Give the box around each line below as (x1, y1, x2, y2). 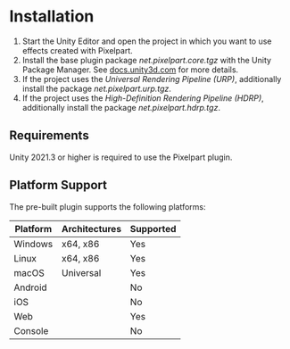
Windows (13, 237, 54, 250)
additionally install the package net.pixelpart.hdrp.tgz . (21, 102, 221, 112)
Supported (129, 222, 177, 235)
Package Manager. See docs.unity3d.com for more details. (21, 64, 239, 75)
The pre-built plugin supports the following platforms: (9, 201, 206, 212)
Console (13, 324, 49, 337)
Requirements (9, 128, 89, 144)
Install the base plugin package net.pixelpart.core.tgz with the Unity (21, 54, 272, 65)
